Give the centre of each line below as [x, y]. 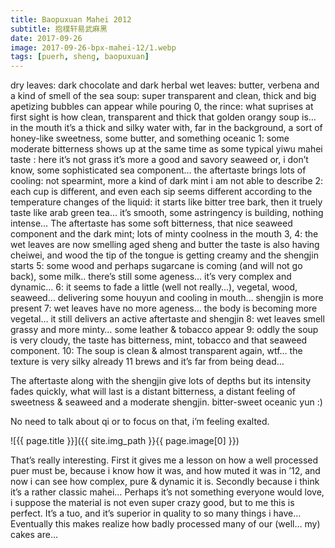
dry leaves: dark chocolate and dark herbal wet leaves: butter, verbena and [165, 85]
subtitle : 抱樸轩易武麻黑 [59, 29]
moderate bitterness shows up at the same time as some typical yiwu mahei [166, 149]
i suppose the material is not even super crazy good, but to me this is [152, 503]
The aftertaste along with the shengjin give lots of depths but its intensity [161, 381]
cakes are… [34, 535]
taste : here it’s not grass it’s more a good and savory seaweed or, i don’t [159, 160]
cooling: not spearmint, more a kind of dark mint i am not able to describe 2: [167, 181]
